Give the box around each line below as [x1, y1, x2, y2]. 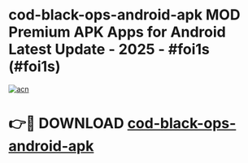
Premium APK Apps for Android [8, 23, 226, 41]
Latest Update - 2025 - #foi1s [8, 41, 210, 58]
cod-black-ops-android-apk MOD [8, 6, 241, 24]
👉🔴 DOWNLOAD [8, 114, 124, 133]
